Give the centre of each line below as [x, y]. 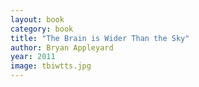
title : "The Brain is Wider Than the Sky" [100, 38]
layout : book [37, 19]
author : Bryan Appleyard [62, 47]
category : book [42, 29]
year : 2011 [33, 57]
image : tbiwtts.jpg [51, 66]
